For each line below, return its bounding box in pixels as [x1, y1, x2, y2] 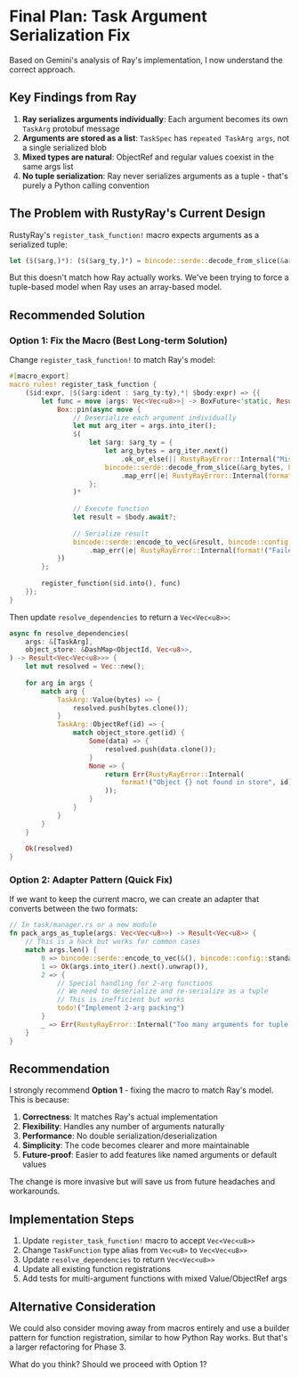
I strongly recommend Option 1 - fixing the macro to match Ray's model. [9, 1085, 274, 1095]
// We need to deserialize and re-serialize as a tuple [56, 987, 269, 996]
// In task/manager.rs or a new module [9, 921, 158, 930]
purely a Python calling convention [21, 180, 149, 191]
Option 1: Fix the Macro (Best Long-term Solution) [9, 334, 229, 347]
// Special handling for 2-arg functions [56, 979, 214, 988]
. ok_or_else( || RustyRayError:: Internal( [120, 455, 277, 463]
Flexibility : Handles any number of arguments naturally [21, 1121, 225, 1132]
